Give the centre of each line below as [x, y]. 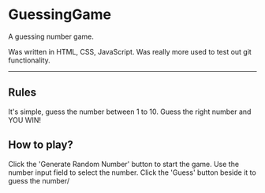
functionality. [30, 60]
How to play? [41, 145]
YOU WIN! [25, 119]
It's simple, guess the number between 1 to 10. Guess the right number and [130, 112]
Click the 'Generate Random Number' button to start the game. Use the [123, 164]
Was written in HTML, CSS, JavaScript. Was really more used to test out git [130, 51]
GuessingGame [60, 15]
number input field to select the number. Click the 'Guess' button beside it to [132, 172]
